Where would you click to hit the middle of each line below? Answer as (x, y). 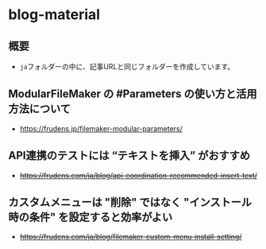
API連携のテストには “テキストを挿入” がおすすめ (129, 156)
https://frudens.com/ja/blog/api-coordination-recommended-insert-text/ (139, 175)
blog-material (54, 15)
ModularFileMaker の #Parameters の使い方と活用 (133, 94)
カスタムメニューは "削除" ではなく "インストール (130, 202)
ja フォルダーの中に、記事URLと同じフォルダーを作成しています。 (127, 66)
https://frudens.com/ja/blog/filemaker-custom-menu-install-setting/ (131, 237)
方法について (40, 109)
